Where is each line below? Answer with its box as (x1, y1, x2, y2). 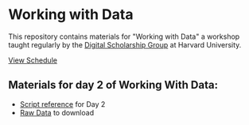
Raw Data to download (19, 108, 94, 117)
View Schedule (8, 55, 58, 65)
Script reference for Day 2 (19, 99, 106, 108)
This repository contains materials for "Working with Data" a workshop (8, 32, 240, 41)
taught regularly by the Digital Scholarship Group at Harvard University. (8, 40, 242, 49)
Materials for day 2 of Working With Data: (8, 78, 219, 92)
